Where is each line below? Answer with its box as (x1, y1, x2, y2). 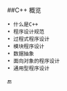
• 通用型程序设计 (7, 65, 50, 72)
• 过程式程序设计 (7, 36, 50, 43)
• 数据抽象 (7, 50, 35, 57)
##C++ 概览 (7, 6, 41, 14)
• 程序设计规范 (7, 28, 45, 35)
